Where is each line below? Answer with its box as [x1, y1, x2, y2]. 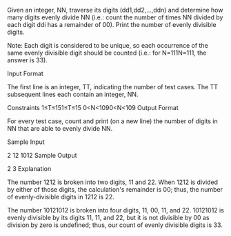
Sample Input [7, 138, 45, 146]
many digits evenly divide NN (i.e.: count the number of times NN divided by [7, 13, 223, 21]
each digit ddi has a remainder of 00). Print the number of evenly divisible [7, 21, 217, 28]
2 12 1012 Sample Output [7, 152, 77, 159]
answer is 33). [7, 56, 48, 64]
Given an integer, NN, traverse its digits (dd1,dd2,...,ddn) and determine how [7, 6, 223, 14]
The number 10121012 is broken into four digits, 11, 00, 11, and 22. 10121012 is [7, 206, 224, 214]
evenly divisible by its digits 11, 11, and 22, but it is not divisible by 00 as [7, 214, 210, 221]
